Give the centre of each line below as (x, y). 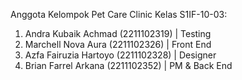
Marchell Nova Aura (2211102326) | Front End (118, 44)
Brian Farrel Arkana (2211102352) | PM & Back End (128, 65)
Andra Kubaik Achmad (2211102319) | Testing (118, 33)
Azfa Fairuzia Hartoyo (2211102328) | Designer (120, 55)
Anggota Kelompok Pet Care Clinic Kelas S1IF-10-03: (119, 14)
